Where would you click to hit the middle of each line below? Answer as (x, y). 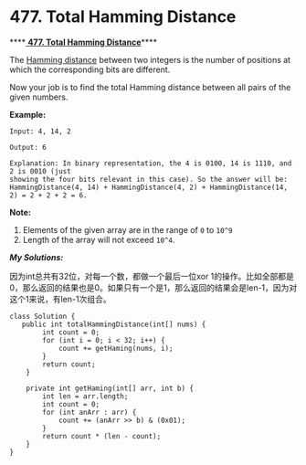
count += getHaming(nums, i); (116, 348)
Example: (28, 114)
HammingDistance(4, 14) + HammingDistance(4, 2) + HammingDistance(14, (148, 187)
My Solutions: (37, 257)
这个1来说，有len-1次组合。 (60, 299)
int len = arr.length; (85, 396)
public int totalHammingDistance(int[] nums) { (114, 324)
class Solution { (42, 316)
